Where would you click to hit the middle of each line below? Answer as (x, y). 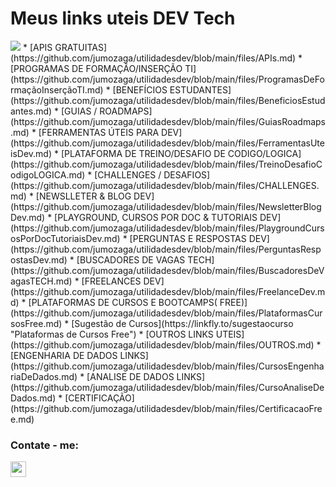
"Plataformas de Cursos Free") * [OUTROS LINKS (112, 334)
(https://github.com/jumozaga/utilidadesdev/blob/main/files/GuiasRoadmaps (168, 121)
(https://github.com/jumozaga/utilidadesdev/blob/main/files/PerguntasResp (166, 249)
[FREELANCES (111, 281)
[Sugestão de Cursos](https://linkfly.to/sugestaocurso (182, 323)
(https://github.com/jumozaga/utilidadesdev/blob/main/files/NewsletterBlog (166, 206)
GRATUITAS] (81, 47)
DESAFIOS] (187, 174)
